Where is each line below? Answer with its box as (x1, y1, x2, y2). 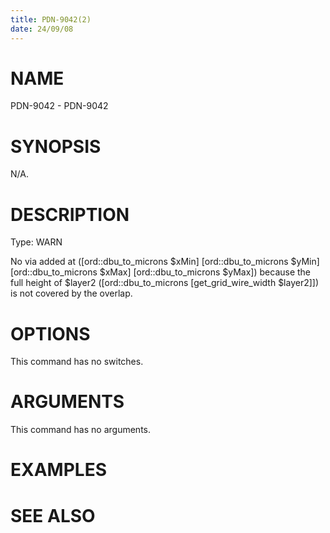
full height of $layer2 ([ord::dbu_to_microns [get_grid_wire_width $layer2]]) (10, 277, 320, 289)
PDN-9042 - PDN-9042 (10, 100, 109, 112)
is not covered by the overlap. (10, 287, 133, 300)
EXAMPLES (10, 459, 107, 481)
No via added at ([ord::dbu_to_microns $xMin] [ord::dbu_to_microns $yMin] (10, 256, 320, 268)
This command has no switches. (10, 356, 144, 368)
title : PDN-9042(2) (10, 14, 92, 25)
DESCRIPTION (10, 203, 130, 226)
